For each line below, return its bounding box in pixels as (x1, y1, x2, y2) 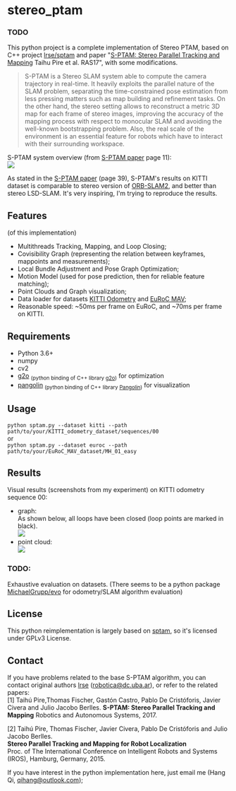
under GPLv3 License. (7, 634, 72, 643)
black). (17, 522, 38, 530)
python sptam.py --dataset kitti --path (7, 421, 128, 429)
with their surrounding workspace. (24, 140, 125, 148)
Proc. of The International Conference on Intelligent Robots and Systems (7, 747, 218, 756)
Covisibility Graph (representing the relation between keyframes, (17, 250, 206, 258)
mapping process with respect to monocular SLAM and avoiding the (24, 117, 223, 126)
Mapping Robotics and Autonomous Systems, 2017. (7, 711, 157, 720)
